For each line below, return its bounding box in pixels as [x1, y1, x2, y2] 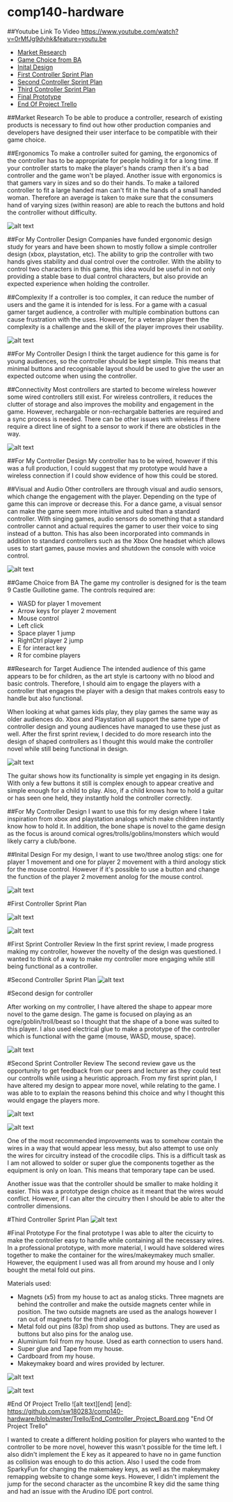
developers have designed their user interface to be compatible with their [7, 128, 218, 136]
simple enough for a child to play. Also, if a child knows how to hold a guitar [7, 786, 224, 794]
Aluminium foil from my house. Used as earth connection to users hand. [17, 1337, 223, 1345]
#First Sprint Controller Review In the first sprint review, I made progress [7, 940, 214, 948]
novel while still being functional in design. [7, 744, 129, 752]
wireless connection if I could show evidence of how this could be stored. [7, 471, 218, 480]
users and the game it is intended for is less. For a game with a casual [7, 300, 207, 308]
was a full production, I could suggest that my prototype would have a [7, 464, 207, 472]
